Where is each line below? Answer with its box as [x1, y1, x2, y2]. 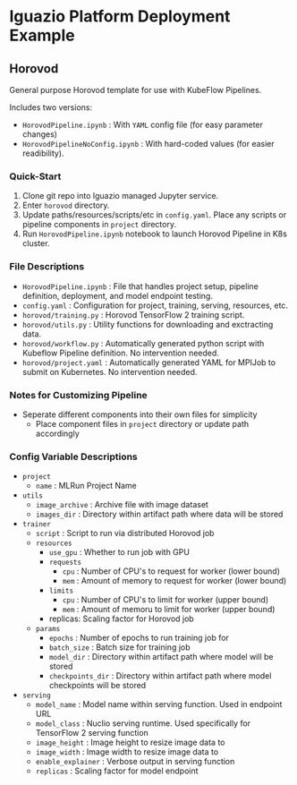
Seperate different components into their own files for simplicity [21, 409, 258, 420]
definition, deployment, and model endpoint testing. [21, 290, 213, 301]
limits [48, 586, 74, 596]
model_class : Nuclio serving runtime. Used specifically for [35, 718, 251, 729]
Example [9, 25, 75, 46]
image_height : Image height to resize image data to [35, 737, 225, 748]
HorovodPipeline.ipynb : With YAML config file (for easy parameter [21, 119, 264, 130]
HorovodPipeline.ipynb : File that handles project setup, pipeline [21, 280, 259, 292]
